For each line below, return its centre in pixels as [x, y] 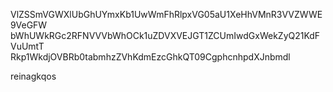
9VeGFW [29, 25]
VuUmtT [27, 46]
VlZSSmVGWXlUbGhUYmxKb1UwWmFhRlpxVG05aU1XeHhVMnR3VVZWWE [166, 14]
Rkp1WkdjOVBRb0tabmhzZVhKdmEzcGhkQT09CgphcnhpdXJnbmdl [150, 57]
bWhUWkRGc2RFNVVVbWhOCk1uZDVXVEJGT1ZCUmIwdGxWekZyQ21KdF [165, 35]
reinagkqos [33, 76]
